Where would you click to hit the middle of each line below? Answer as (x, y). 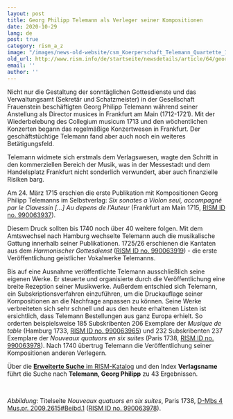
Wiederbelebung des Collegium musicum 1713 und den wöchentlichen (107, 121)
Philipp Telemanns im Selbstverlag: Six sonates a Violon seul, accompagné (115, 200)
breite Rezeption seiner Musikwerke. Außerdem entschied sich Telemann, (112, 286)
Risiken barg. (26, 179)
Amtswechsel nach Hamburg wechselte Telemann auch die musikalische (111, 236)
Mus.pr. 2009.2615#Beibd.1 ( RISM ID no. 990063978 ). (84, 408)
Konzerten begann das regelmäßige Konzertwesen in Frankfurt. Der (104, 129)
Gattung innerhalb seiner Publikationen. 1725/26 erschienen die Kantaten (112, 243)
